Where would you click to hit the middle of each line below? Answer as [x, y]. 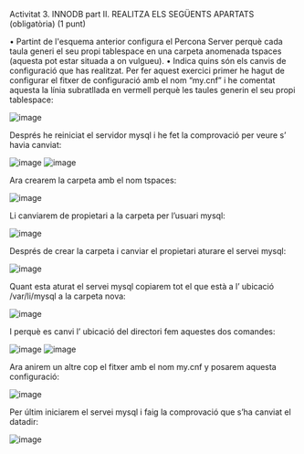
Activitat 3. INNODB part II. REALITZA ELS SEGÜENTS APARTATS [132, 14]
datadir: [24, 422]
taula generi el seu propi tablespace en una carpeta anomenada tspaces [146, 51]
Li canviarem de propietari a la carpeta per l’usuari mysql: [117, 216]
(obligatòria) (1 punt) [48, 24]
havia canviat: [36, 145]
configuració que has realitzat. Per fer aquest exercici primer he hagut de [147, 70]
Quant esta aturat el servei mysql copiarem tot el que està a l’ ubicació [142, 286]
